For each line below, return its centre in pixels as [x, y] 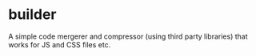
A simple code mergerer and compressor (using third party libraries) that [128, 36]
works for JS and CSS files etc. [60, 44]
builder [32, 15]
